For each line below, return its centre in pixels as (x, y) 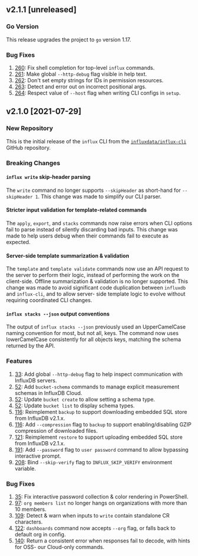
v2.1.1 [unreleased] (41, 10)
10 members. (30, 509)
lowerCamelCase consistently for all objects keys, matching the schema (94, 339)
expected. (18, 242)
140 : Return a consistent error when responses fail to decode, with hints (102, 541)
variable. (25, 468)
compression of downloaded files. (56, 430)
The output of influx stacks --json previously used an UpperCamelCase (96, 327)
